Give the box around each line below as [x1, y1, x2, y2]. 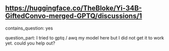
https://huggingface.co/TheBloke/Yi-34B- [5, 4, 142, 12]
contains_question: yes [5, 25, 53, 31]
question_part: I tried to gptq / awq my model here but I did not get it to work [5, 34, 164, 40]
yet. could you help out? [5, 40, 55, 46]
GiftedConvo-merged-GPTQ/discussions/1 [5, 12, 142, 20]
